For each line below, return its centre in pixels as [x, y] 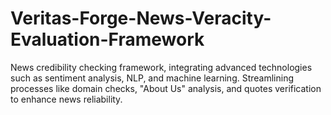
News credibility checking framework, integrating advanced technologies [161, 67]
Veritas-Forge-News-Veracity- [141, 18]
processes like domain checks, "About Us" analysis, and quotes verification [166, 88]
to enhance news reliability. [66, 99]
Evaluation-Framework [107, 39]
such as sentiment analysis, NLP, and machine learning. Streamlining [152, 78]
